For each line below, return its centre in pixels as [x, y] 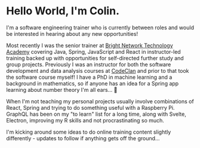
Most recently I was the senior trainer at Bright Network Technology [90, 45]
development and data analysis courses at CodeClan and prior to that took [98, 70]
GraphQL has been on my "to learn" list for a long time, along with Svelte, [96, 114]
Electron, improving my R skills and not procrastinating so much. [85, 120]
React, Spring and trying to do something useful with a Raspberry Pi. [90, 107]
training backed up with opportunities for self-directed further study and [95, 58]
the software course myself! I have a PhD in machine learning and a [89, 77]
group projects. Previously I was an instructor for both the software [89, 64]
